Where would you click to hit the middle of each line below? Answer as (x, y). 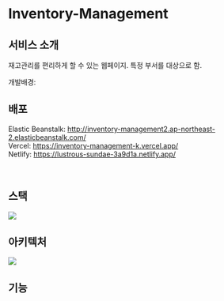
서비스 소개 (34, 45)
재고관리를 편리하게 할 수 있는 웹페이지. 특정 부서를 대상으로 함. (105, 65)
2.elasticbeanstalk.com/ (47, 137)
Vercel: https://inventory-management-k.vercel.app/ (93, 145)
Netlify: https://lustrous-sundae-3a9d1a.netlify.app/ (92, 154)
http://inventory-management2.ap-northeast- (141, 129)
